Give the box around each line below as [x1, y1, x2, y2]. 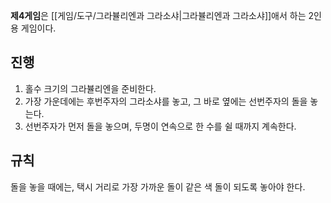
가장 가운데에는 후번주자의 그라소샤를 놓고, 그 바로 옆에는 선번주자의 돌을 [24, 95, 308, 107]
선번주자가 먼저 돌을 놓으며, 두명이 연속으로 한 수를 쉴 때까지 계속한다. [24, 120, 297, 132]
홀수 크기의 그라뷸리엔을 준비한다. [24, 82, 157, 94]
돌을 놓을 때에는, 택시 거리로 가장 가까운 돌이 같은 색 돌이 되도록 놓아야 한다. [10, 180, 306, 193]
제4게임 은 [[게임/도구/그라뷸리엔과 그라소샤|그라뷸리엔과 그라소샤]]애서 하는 [10, 10, 307, 21]
